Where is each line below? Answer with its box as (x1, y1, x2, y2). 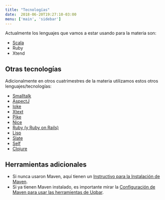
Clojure (12, 146, 27, 152)
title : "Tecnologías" (5, 7, 50, 12)
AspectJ (12, 98, 30, 104)
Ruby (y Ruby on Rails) (12, 125, 59, 131)
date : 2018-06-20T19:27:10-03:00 (5, 12, 77, 17)
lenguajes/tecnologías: (5, 83, 52, 90)
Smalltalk (12, 93, 31, 99)
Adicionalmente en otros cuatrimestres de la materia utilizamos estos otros (5, 78, 159, 84)
